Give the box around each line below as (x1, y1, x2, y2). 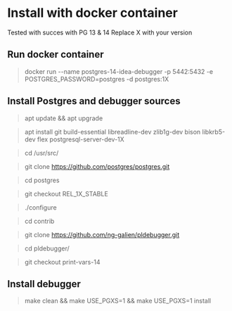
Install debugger (7, 278, 81, 290)
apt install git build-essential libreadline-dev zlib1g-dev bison (24, 127, 201, 136)
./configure (24, 203, 58, 212)
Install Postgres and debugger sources (7, 95, 181, 107)
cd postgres (24, 176, 60, 184)
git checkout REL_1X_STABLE (24, 189, 109, 198)
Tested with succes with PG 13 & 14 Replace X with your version (7, 28, 193, 37)
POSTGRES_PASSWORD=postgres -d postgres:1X (24, 75, 169, 83)
